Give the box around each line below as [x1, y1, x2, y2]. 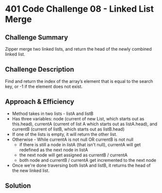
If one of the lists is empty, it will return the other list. [12, 131, 117, 137]
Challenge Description [5, 65, 74, 74]
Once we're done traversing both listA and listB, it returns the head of [12, 162, 151, 168]
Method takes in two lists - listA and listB [12, 111, 94, 116]
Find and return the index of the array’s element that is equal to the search [5, 78, 153, 84]
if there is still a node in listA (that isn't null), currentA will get [19, 141, 141, 147]
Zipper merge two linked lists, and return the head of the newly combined [5, 46, 152, 52]
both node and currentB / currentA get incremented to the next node [19, 157, 157, 163]
